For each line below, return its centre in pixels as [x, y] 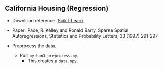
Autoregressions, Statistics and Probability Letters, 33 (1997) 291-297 [85, 36]
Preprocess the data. [34, 46]
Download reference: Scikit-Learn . [48, 20]
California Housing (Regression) [57, 8]
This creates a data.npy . [53, 61]
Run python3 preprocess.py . [49, 55]
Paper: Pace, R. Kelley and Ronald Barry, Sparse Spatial [70, 30]
